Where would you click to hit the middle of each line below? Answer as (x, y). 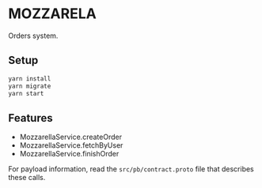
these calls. (27, 178)
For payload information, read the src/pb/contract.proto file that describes (131, 169)
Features (30, 118)
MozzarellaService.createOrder (71, 137)
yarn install (30, 79)
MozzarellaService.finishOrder (69, 154)
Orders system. (33, 36)
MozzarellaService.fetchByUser (71, 145)
